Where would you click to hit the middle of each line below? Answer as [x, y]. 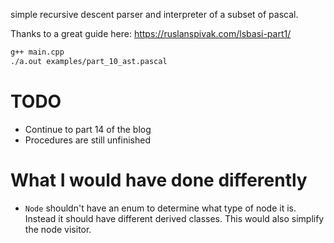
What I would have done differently [159, 180]
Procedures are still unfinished [87, 140]
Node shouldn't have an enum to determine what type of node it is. [160, 208]
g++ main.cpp [37, 52]
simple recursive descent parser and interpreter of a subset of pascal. [154, 14]
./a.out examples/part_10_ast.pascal [89, 61]
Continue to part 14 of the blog [88, 129]
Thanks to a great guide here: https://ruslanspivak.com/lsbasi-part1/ [151, 33]
